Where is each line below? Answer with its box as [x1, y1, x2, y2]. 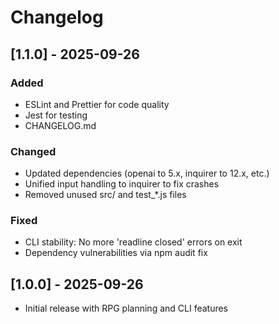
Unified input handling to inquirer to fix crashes [24, 178, 220, 190]
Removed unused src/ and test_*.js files [24, 189, 187, 201]
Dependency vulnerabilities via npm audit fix [24, 247, 208, 259]
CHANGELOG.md [24, 119, 97, 131]
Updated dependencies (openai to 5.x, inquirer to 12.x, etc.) [24, 167, 270, 180]
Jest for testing [24, 109, 88, 121]
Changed [10, 144, 57, 158]
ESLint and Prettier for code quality [24, 98, 170, 110]
